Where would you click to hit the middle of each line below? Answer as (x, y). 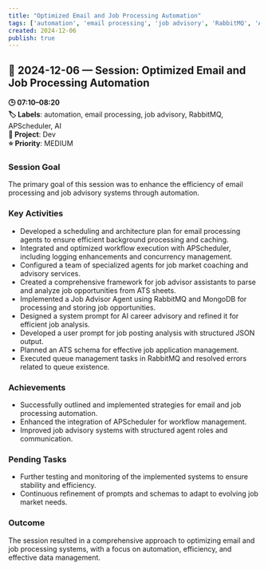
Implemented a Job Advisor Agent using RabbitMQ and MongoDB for (133, 299)
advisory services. (50, 273)
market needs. (43, 502)
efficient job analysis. (55, 324)
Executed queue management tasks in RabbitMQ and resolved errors (133, 358)
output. (32, 341)
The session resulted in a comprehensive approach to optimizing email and (132, 540)
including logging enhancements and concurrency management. (126, 256)
